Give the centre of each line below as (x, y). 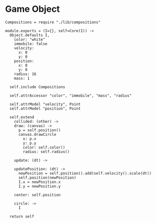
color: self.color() (44, 147)
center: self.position (37, 195)
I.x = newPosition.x (39, 182)
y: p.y (30, 143)
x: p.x (30, 139)
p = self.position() (39, 130)
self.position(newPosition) (47, 178)
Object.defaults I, (30, 35)
